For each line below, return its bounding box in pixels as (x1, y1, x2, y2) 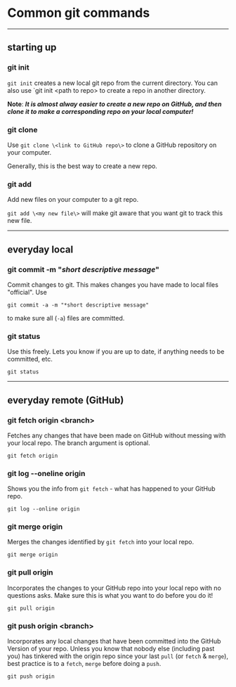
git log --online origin (7, 506, 80, 513)
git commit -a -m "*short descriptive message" (7, 301, 150, 309)
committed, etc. (7, 355, 53, 364)
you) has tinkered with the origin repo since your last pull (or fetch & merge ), (7, 652, 228, 660)
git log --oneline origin (7, 468, 86, 478)
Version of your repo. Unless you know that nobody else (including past (7, 645, 215, 653)
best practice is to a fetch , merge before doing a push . (7, 660, 162, 668)
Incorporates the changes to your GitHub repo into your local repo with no (7, 584, 221, 592)
